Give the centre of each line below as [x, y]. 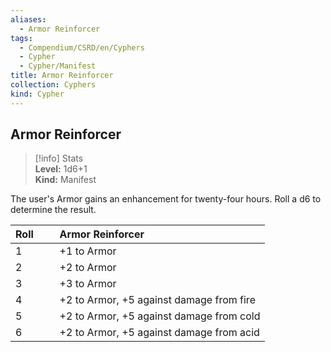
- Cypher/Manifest [58, 66]
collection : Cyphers [53, 85]
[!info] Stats [59, 158]
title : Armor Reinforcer [62, 76]
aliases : [28, 19]
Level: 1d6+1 [61, 169]
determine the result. [53, 210]
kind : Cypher [37, 94]
